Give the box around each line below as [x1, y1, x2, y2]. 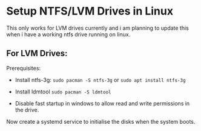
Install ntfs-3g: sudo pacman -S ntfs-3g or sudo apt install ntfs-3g [15, 76, 186, 83]
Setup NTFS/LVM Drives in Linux [6, 4, 174, 18]
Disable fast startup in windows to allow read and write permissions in [15, 99, 190, 107]
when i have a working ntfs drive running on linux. [6, 30, 131, 38]
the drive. [15, 106, 39, 113]
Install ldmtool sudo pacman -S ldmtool [15, 88, 111, 95]
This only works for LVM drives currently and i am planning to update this [6, 24, 189, 32]
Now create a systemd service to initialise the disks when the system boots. [6, 118, 196, 125]
